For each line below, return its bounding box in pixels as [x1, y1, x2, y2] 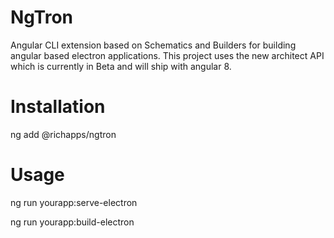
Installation [10, 96, 106, 118]
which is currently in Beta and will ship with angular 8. [10, 60, 232, 72]
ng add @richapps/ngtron [10, 128, 117, 140]
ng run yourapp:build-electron [10, 216, 135, 228]
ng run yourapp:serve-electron [10, 196, 138, 208]
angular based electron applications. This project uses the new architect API [10, 49, 325, 61]
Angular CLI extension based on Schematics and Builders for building [10, 39, 297, 51]
